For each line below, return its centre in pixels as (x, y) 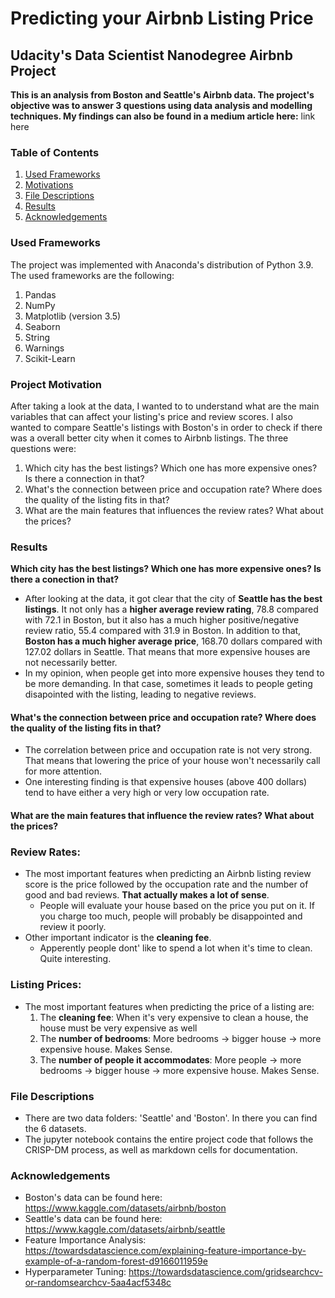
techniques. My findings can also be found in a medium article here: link (163, 116)
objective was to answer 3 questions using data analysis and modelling (161, 105)
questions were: (43, 448)
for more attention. (63, 771)
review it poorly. (73, 927)
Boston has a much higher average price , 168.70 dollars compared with (173, 641)
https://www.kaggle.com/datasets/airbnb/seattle (125, 1229)
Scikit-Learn (50, 358)
